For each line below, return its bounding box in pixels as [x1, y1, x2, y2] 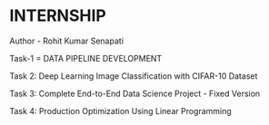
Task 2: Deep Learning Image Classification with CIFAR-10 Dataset [9, 70, 258, 82]
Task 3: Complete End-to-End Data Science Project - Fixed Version [9, 88, 261, 99]
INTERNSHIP [9, 5, 106, 26]
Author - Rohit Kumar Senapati [9, 35, 125, 46]
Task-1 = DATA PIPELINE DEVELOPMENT [9, 53, 163, 63]
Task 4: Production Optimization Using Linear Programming [9, 105, 232, 116]
